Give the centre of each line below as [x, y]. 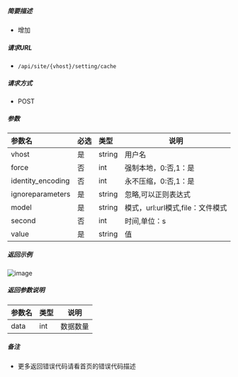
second [23, 220]
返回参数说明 [26, 290]
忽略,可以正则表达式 [158, 194]
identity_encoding [40, 181]
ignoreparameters [41, 193]
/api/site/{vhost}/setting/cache [67, 66]
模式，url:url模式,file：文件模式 [176, 208]
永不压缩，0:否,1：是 [160, 181]
